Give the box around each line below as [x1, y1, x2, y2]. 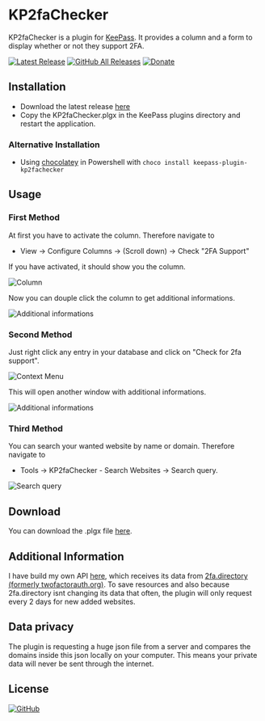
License [8, 682, 49, 696]
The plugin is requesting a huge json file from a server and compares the [8, 641, 251, 651]
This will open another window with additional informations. [8, 387, 207, 397]
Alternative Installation [8, 139, 100, 150]
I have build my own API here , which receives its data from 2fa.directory [8, 571, 248, 580]
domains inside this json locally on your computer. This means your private [8, 650, 258, 660]
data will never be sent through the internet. [8, 659, 154, 668]
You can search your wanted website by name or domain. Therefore [8, 441, 235, 451]
